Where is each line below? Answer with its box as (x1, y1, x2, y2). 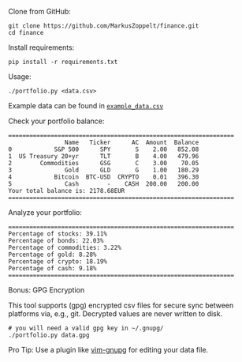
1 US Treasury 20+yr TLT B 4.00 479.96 (8, 153, 199, 160)
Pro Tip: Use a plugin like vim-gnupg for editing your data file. (8, 345, 209, 354)
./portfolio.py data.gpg (8, 331, 90, 339)
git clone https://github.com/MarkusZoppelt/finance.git (8, 22, 199, 30)
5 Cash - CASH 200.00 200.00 (8, 180, 199, 188)
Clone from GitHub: (8, 7, 71, 16)
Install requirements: (8, 43, 75, 52)
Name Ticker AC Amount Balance (64, 138, 199, 146)
